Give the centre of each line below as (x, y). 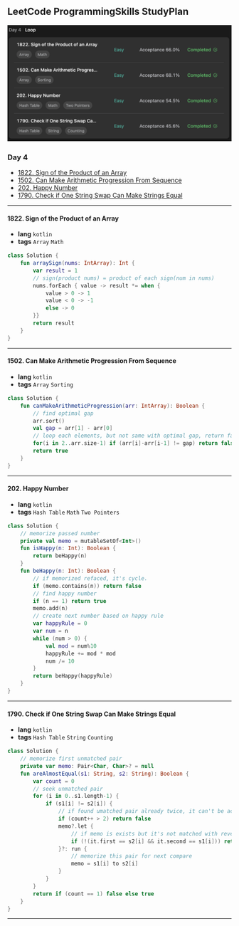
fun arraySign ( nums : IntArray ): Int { (78, 263)
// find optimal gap (63, 413)
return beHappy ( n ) (60, 556)
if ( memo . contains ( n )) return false (87, 586)
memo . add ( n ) (51, 609)
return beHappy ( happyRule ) (73, 676)
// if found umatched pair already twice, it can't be (141, 811)
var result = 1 (55, 270)
